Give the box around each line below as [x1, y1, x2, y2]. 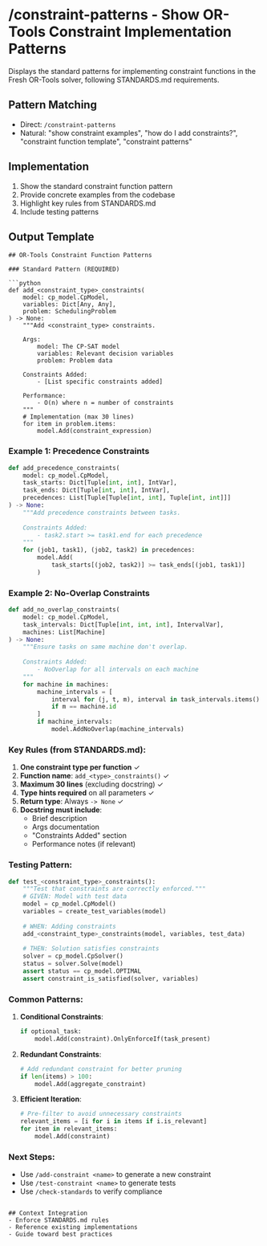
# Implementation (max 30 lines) [22, 413, 135, 421]
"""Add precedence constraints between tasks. [22, 509, 181, 517]
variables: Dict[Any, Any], [22, 300, 116, 308]
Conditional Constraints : [19, 1012, 104, 1022]
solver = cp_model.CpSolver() [22, 952, 124, 961]
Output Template [8, 230, 95, 243]
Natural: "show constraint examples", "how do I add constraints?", [19, 128, 238, 137]
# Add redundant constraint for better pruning [19, 1064, 182, 1073]
